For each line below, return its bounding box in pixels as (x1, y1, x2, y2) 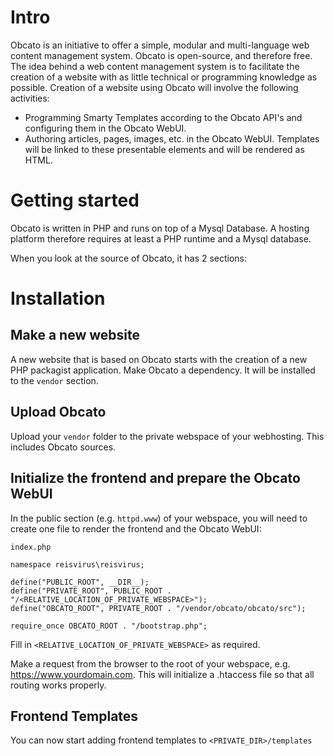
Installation (10, 287, 106, 310)
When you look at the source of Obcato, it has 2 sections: (10, 252, 248, 264)
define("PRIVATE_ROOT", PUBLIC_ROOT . (10, 586, 172, 596)
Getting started (10, 189, 140, 212)
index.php (10, 542, 52, 552)
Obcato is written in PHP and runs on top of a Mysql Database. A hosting (10, 222, 310, 234)
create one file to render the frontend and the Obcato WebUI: (10, 522, 262, 535)
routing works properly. (10, 679, 107, 691)
